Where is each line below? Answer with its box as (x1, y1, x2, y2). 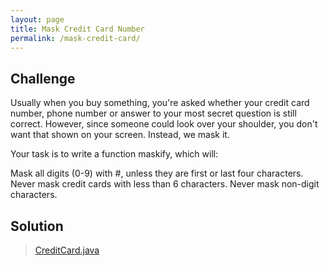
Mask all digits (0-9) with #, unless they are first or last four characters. (10, 167, 304, 180)
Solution (10, 217, 64, 235)
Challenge (10, 70, 76, 87)
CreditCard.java (34, 244, 100, 256)
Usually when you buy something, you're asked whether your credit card (10, 97, 310, 109)
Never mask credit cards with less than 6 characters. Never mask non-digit (10, 178, 320, 190)
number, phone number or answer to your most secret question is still (10, 107, 297, 120)
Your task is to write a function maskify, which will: (10, 148, 219, 160)
